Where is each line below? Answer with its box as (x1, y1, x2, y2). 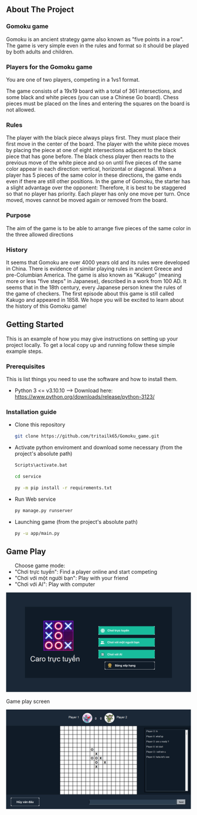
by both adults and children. (6, 48, 74, 55)
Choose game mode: (14, 562, 66, 569)
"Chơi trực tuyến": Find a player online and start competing (14, 568, 157, 575)
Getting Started (6, 319, 64, 329)
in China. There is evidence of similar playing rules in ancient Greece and (6, 265, 183, 272)
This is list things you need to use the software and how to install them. (6, 375, 178, 382)
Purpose (6, 211, 31, 220)
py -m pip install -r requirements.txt (14, 484, 113, 491)
